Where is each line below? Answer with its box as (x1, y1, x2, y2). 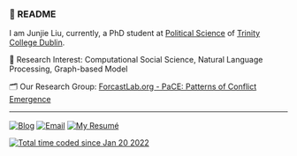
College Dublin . (9, 37, 65, 48)
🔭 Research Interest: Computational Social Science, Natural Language (9, 55, 263, 65)
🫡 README (9, 8, 57, 20)
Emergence (9, 94, 51, 105)
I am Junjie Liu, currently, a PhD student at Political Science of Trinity (9, 28, 261, 39)
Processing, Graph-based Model (9, 63, 128, 74)
